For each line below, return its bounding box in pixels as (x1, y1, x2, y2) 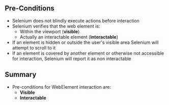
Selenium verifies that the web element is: (12, 23, 100, 29)
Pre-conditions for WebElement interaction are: (12, 84, 111, 90)
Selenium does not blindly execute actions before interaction (12, 17, 139, 23)
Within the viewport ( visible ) (19, 28, 80, 35)
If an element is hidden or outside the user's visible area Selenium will (12, 39, 159, 45)
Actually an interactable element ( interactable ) (19, 34, 118, 40)
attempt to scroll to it (12, 44, 56, 50)
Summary (5, 70, 37, 79)
